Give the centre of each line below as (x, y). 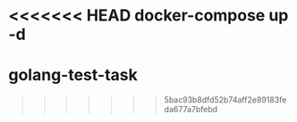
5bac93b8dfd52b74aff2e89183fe (225, 100)
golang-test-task (73, 75)
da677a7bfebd (191, 110)
